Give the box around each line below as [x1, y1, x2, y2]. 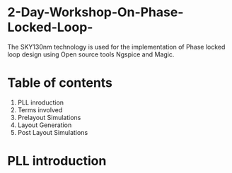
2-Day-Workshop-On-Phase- [7, 4, 184, 20]
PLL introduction [7, 153, 107, 169]
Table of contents [7, 75, 113, 91]
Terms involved [17, 105, 63, 114]
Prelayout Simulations [17, 113, 81, 121]
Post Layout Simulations [17, 128, 88, 136]
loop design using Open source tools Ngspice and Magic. [7, 50, 175, 59]
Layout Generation [17, 121, 72, 129]
